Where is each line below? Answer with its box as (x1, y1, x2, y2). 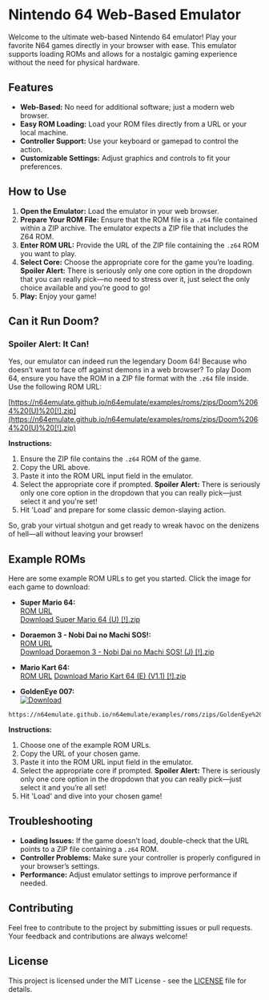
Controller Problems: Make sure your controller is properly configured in (19, 853, 261, 862)
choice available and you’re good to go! (19, 283, 151, 292)
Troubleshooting (8, 814, 94, 828)
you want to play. (19, 248, 77, 258)
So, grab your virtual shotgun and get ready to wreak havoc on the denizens (8, 520, 260, 530)
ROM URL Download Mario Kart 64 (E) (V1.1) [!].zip (19, 671, 187, 681)
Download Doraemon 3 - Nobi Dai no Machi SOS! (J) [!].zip (19, 647, 215, 657)
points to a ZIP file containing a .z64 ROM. (19, 844, 159, 853)
